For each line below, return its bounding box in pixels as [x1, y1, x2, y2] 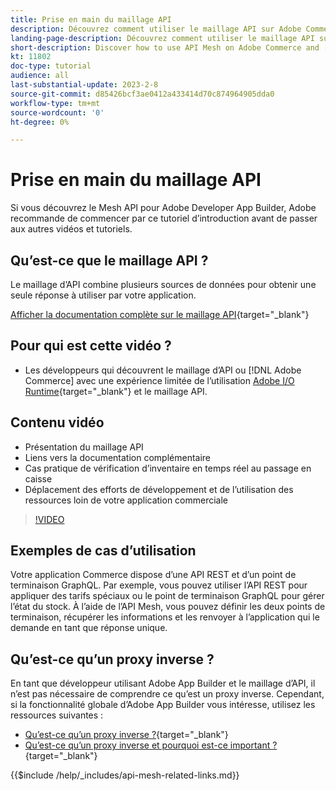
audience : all [10, 71, 70, 81]
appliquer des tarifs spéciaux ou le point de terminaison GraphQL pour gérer [10, 590, 325, 602]
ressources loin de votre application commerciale [24, 494, 229, 506]
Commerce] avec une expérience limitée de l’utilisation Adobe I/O [24, 374, 295, 386]
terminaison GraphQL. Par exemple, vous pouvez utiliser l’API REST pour [10, 579, 308, 591]
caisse [24, 472, 53, 485]
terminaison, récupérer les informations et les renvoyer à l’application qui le [10, 611, 320, 623]
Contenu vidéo [10, 414, 105, 431]
